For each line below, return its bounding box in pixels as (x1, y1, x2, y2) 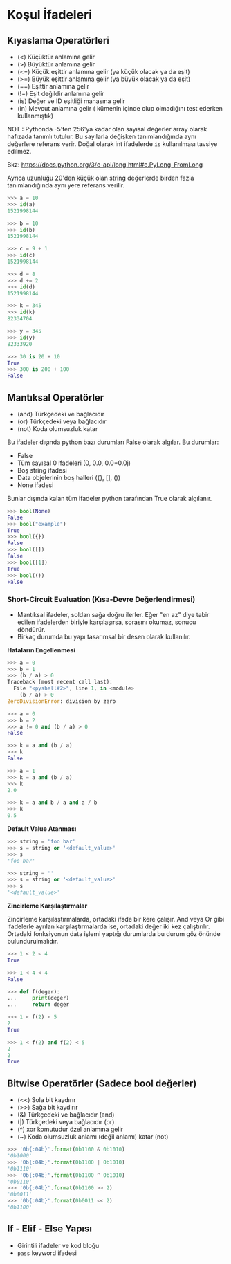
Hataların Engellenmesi (7, 645, 76, 654)
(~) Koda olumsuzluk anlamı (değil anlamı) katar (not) (17, 1133, 169, 1141)
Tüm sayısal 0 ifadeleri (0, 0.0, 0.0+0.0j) (17, 459, 131, 467)
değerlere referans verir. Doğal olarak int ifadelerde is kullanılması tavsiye (7, 140, 218, 148)
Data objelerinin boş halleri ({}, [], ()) (17, 473, 121, 482)
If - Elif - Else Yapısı (7, 1223, 92, 1235)
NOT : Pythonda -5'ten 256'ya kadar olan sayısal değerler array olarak (7, 125, 207, 133)
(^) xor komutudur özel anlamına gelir (17, 1125, 123, 1134)
